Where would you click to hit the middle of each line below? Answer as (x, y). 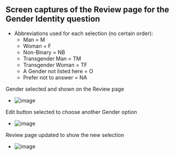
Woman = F (37, 46)
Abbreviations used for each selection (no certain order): (84, 33)
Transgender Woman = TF (55, 65)
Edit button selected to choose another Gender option (71, 112)
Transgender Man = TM (52, 58)
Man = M (34, 39)
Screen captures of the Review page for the (87, 10)
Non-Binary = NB (44, 52)
